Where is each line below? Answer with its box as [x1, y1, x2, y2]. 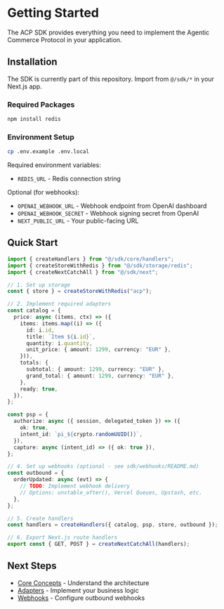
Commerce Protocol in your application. [7, 35, 122, 44]
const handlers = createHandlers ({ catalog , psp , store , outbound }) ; [7, 521, 218, 528]
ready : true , [20, 385, 58, 393]
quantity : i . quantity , [25, 339, 93, 347]
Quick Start [7, 237, 58, 249]
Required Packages [7, 100, 75, 110]
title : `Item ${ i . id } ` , [25, 333, 96, 340]
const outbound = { [7, 469, 65, 477]
